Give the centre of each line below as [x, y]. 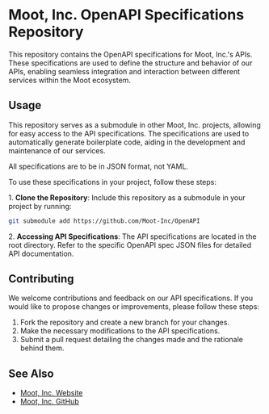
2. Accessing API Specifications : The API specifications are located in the [132, 236]
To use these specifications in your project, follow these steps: [112, 182]
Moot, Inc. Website [51, 393]
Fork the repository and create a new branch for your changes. [125, 322]
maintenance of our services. [57, 150]
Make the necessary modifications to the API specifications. [120, 331]
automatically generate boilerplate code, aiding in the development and [127, 142]
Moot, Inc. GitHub [49, 402]
